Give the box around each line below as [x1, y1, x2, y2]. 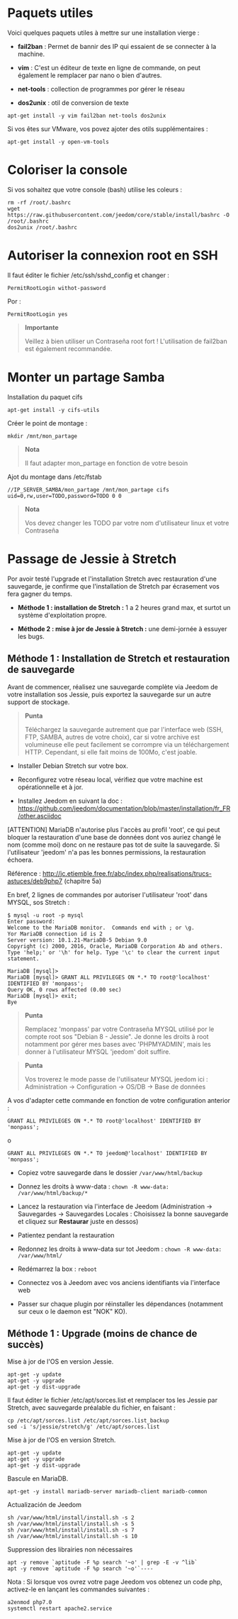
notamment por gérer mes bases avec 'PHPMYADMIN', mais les [24, 1040, 211, 1048]
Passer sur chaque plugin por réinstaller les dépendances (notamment [17, 1299, 223, 1308]
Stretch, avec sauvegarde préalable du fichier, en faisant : [7, 1403, 176, 1412]
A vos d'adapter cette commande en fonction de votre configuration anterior [7, 1096, 231, 1104]
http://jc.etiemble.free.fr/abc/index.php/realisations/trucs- [42, 869, 212, 877]
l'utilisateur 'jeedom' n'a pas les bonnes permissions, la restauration [7, 847, 206, 856]
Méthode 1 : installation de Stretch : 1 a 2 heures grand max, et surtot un [17, 603, 231, 611]
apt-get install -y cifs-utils [7, 406, 100, 413]
